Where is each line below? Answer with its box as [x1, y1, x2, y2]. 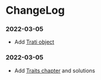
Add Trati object [14, 38, 55, 45]
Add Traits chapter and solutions [14, 67, 96, 74]
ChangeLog [5, 4, 65, 17]
